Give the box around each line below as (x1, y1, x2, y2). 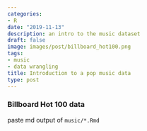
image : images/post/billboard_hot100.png (7, 43, 131, 50)
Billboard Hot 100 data (7, 100, 86, 110)
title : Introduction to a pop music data (7, 69, 131, 76)
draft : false (7, 37, 46, 44)
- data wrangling (7, 63, 59, 70)
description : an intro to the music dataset (7, 30, 141, 38)
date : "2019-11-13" (7, 23, 65, 30)
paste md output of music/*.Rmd (7, 115, 100, 124)
